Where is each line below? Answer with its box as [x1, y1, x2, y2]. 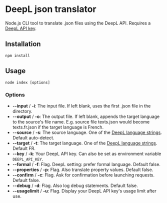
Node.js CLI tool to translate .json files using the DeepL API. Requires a [5, 20, 151, 26]
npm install [5, 53, 30, 58]
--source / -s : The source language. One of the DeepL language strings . [12, 129, 162, 135]
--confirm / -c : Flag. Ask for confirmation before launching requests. [12, 171, 155, 178]
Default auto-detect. [12, 134, 54, 140]
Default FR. [12, 145, 36, 151]
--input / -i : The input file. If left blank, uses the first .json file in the [12, 102, 151, 108]
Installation [5, 40, 41, 48]
